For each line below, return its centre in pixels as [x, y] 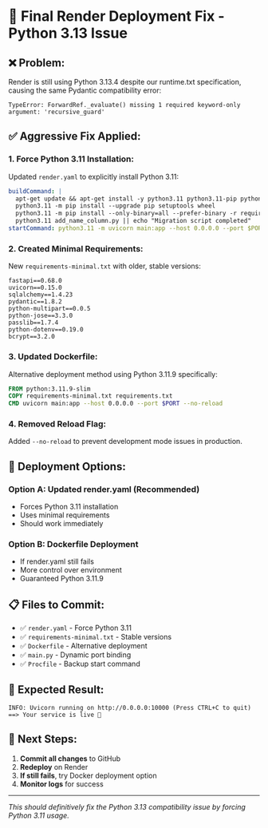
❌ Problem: [37, 63]
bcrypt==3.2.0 [32, 337]
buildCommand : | [35, 191]
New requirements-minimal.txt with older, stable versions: [104, 266]
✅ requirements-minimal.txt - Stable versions [96, 637]
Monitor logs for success [61, 784]
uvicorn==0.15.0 [35, 288]
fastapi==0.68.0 [35, 281]
